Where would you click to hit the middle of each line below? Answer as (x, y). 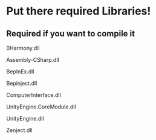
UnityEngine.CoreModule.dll (41, 107)
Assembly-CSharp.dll (33, 60)
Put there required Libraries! (79, 11)
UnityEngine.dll (25, 118)
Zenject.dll (19, 130)
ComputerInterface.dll (34, 95)
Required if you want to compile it (70, 34)
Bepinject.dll (22, 83)
